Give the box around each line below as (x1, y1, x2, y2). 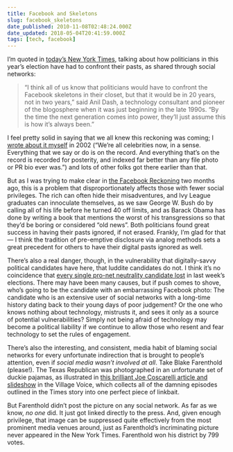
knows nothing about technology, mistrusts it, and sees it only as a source (7, 308, 219, 317)
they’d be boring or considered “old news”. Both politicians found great (7, 221, 209, 229)
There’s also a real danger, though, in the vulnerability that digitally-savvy (7, 256, 216, 265)
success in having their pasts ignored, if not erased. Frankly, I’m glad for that (7, 228, 226, 237)
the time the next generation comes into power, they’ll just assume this (24, 112, 226, 122)
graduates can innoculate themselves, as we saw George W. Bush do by (7, 199, 214, 207)
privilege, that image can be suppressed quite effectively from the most (7, 416, 212, 424)
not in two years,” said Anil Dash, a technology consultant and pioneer (24, 98, 225, 106)
